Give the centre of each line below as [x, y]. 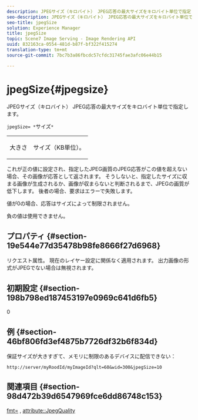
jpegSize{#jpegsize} [58, 89]
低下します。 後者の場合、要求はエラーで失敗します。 [71, 191]
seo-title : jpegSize [32, 22]
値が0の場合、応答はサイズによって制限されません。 [70, 203]
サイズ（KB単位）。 [59, 147]
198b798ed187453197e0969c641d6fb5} [82, 298]
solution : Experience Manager [44, 28]
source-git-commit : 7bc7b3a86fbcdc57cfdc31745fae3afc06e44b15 [84, 55]
